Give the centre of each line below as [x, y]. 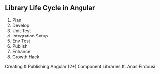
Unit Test [22, 30]
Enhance [21, 51]
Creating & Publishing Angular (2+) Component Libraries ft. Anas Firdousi [80, 66]
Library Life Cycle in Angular [50, 8]
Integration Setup [30, 36]
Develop [21, 25]
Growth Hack [26, 57]
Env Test [21, 41]
